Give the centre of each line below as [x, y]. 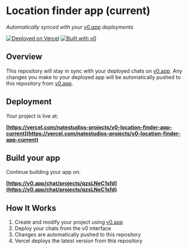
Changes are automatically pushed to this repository [78, 235]
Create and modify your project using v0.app [69, 222]
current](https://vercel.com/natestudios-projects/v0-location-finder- [93, 133]
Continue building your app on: [43, 172]
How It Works [31, 208]
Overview [24, 57]
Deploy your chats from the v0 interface [63, 228]
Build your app [33, 158]
